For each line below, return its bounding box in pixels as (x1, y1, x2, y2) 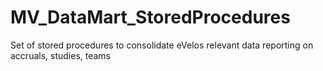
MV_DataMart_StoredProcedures (10, 6, 291, 29)
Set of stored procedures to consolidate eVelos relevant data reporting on (10, 39, 314, 51)
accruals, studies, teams (10, 49, 112, 61)
